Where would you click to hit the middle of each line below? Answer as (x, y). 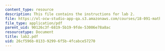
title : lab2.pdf (22, 37)
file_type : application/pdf (34, 23)
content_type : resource (29, 9)
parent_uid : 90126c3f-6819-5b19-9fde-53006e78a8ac (58, 28)
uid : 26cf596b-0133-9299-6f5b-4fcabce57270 (50, 41)
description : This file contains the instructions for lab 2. (70, 14)
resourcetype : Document (29, 32)
